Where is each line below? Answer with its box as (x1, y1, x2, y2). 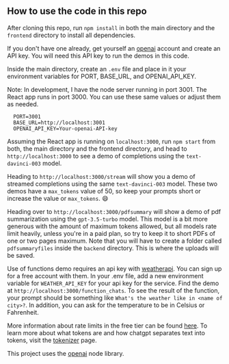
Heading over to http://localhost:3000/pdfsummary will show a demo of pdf (7, 207, 221, 215)
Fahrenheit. (7, 308, 39, 316)
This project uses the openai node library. (7, 349, 124, 357)
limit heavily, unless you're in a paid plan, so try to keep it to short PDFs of (7, 229, 216, 237)
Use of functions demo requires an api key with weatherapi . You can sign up (7, 264, 222, 273)
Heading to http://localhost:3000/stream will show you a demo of (7, 172, 196, 180)
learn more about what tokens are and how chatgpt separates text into (7, 328, 205, 337)
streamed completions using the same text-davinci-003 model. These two (7, 180, 217, 188)
